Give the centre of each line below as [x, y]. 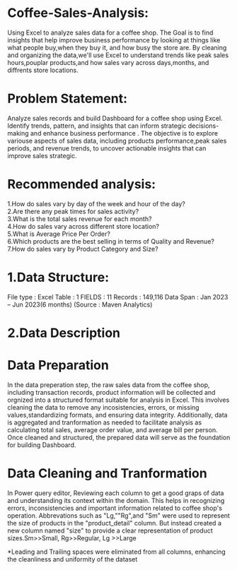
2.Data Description [64, 333]
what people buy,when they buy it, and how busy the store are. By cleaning [117, 47]
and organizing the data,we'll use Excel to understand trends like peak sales [118, 55]
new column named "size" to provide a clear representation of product [110, 530]
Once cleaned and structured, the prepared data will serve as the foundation [119, 437]
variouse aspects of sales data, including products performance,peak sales [117, 141]
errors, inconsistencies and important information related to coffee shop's [115, 508]
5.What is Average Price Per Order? [59, 234]
